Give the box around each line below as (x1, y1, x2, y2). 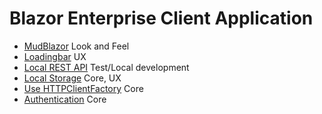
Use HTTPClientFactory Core (23, 82, 144, 94)
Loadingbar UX (23, 50, 87, 62)
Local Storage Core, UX (23, 72, 122, 84)
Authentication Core (23, 93, 107, 105)
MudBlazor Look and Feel (23, 40, 130, 52)
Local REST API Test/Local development (23, 61, 190, 73)
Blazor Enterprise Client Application (9, 7, 314, 30)
